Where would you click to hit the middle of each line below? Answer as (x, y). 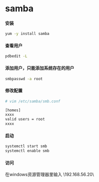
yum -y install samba (27, 34)
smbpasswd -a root (24, 79)
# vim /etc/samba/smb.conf (33, 101)
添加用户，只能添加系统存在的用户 (40, 68)
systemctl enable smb (27, 151)
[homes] (13, 110)
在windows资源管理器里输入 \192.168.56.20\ (50, 175)
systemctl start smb (26, 146)
